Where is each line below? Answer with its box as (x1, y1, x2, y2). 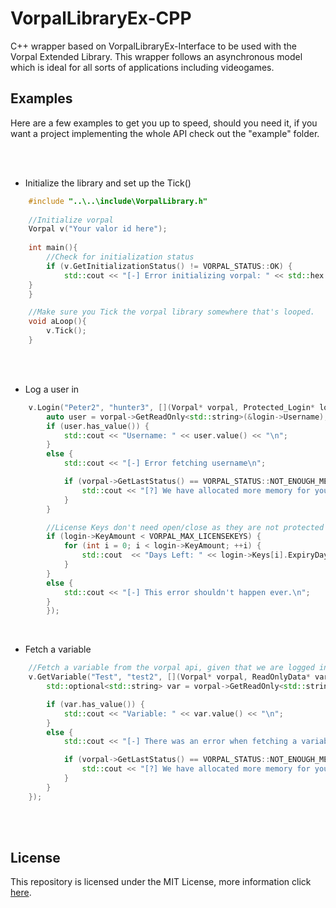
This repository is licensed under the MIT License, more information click (10, 876, 312, 888)
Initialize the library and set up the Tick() (24, 177, 192, 189)
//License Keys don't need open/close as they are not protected (46, 522, 325, 532)
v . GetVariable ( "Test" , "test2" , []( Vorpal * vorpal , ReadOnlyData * (28, 672, 311, 682)
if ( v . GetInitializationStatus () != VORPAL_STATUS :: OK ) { (46, 261, 293, 271)
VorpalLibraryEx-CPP (10, 7, 192, 30)
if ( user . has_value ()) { (46, 421, 150, 431)
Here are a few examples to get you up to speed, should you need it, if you (10, 117, 318, 129)
